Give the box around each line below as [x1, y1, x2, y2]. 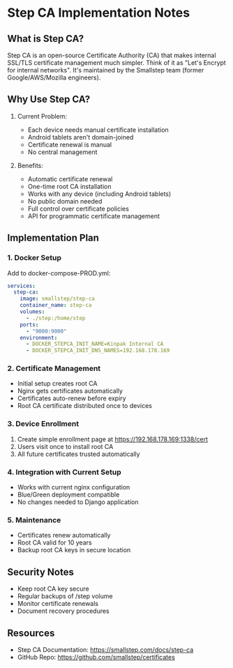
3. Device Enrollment [7, 419, 79, 429]
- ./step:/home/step [25, 314, 86, 321]
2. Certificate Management [7, 364, 101, 374]
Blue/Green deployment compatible [17, 490, 120, 499]
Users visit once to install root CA [17, 442, 114, 450]
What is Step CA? [7, 33, 84, 45]
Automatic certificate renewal [27, 174, 113, 183]
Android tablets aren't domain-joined [27, 132, 134, 141]
